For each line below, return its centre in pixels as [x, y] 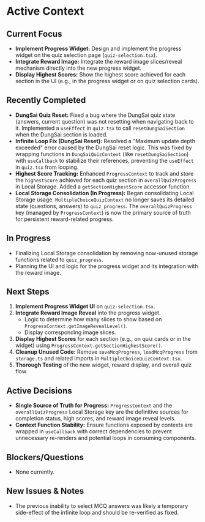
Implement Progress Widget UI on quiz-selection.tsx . [85, 307]
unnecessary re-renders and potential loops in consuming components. [106, 438]
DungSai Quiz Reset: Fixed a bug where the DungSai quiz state [95, 115]
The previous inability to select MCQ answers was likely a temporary [102, 505]
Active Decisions [39, 391]
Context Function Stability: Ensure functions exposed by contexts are [104, 425]
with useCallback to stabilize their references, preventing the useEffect [104, 160]
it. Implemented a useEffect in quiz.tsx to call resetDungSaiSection [100, 128]
